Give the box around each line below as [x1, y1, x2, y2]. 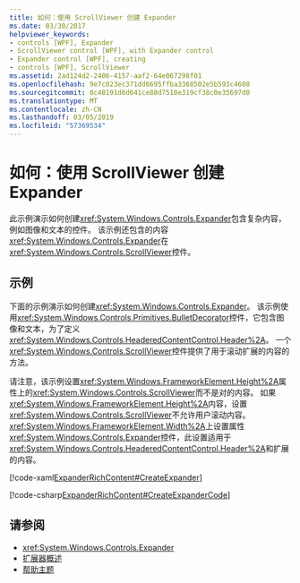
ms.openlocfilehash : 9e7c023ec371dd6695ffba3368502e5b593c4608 [9, 80, 251, 89]
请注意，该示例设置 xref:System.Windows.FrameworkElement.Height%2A [9, 375, 279, 386]
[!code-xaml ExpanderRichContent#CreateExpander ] [9, 472, 203, 483]
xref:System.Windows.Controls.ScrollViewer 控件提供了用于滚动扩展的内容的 [9, 346, 290, 356]
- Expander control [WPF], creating [9, 55, 146, 64]
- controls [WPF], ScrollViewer [9, 64, 130, 73]
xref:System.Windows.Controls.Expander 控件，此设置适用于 [9, 432, 232, 442]
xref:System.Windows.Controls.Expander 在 [9, 235, 169, 246]
